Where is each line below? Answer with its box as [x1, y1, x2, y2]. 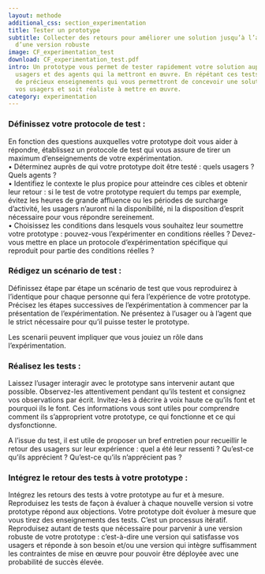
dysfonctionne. [8, 421, 58, 430]
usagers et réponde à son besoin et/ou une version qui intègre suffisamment [8, 541, 257, 550]
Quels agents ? [8, 170, 57, 179]
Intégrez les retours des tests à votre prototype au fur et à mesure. [8, 490, 225, 500]
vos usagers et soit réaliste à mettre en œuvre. [15, 85, 181, 93]
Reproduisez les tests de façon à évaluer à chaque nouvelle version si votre [8, 499, 254, 508]
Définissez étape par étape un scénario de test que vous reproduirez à [8, 283, 238, 293]
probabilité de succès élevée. [8, 557, 104, 567]
